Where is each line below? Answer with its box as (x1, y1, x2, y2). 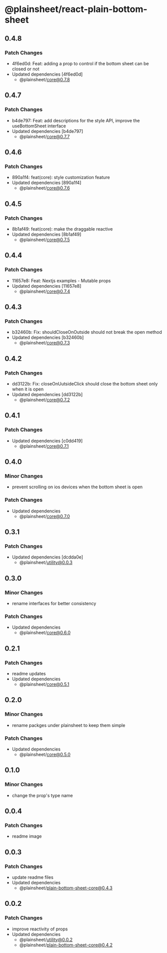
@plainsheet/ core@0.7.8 (19, 76, 70, 82)
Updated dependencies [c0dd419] (11, 438, 83, 444)
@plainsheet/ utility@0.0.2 (19, 936, 73, 942)
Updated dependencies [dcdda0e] (11, 554, 83, 560)
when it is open (11, 386, 43, 392)
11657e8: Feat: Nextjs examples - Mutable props (11, 277, 111, 284)
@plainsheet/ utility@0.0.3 (19, 559, 73, 565)
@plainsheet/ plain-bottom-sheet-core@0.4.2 (19, 941, 113, 948)
